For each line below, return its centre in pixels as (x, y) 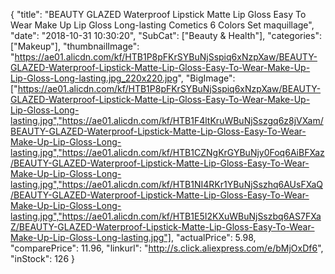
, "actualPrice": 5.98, (213, 237)
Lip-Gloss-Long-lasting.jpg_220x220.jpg (94, 78)
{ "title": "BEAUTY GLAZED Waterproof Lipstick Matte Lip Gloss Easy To (158, 14)
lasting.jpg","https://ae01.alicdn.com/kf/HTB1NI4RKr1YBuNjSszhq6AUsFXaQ (166, 184)
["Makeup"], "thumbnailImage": (75, 46)
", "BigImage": (206, 78)
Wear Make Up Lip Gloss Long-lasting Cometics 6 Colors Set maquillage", (162, 25)
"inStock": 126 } (42, 258)
